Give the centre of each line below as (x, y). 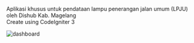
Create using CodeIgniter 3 (41, 22)
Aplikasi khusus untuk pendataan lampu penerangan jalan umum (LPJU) (97, 9)
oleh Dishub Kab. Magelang (41, 15)
